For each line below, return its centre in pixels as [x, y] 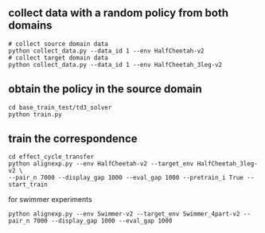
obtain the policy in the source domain [105, 89]
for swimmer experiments [51, 200]
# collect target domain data [58, 58]
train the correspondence [73, 139]
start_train [28, 185]
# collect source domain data [58, 44]
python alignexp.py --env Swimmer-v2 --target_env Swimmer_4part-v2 [124, 214]
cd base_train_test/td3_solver [60, 107]
